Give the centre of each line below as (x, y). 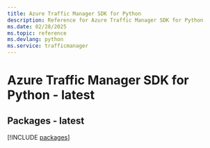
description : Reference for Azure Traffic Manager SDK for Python (105, 20)
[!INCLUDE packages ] (39, 137)
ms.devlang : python (35, 40)
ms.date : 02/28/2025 (37, 26)
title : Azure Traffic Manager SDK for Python (74, 14)
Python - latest (51, 95)
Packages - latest (46, 121)
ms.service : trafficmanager (48, 46)
